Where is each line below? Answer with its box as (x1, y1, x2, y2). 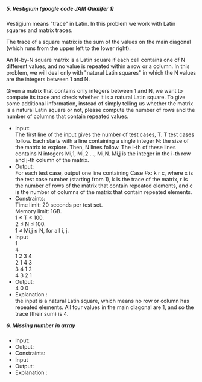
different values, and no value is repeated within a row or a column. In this (6, 63, 190, 70)
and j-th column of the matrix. (14, 156, 89, 163)
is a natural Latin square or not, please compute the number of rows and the (6, 106, 195, 113)
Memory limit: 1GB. (14, 207, 62, 214)
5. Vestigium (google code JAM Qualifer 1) (6, 5, 115, 12)
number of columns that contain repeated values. (6, 113, 129, 120)
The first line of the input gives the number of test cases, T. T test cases (14, 131, 195, 138)
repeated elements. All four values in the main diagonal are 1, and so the (14, 304, 194, 311)
